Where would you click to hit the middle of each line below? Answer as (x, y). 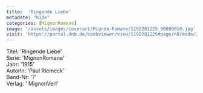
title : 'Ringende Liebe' (39, 12)
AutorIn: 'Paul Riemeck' (35, 71)
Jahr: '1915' (21, 65)
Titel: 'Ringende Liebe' (34, 51)
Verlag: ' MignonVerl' (32, 84)
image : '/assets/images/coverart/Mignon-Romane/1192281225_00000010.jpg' (101, 29)
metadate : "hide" (28, 18)
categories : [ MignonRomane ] (42, 23)
